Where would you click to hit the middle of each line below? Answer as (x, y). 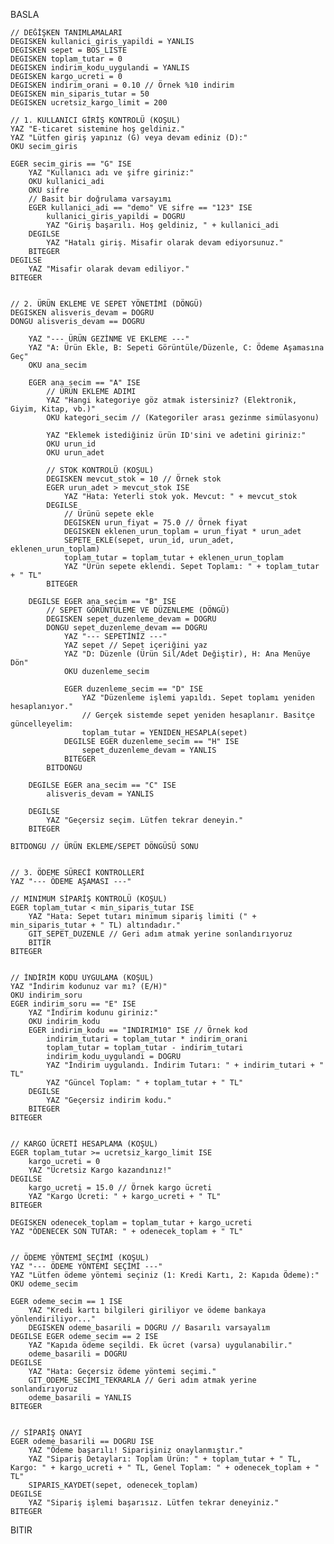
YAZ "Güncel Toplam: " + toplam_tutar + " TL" (145, 1083)
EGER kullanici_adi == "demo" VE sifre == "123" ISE (140, 208)
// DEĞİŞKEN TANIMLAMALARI (66, 33)
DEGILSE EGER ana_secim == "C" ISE (102, 785)
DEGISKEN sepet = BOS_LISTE (69, 50)
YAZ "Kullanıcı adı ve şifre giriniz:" (111, 173)
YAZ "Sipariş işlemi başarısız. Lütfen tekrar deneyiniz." (154, 1503)
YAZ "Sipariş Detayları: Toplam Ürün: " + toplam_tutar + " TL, (165, 1459)
